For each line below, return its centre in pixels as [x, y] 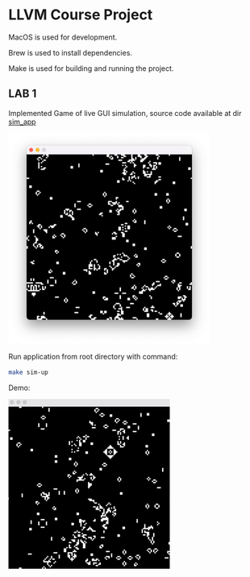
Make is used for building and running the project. [91, 68]
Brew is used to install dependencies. [71, 52]
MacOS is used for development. [63, 37]
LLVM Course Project [81, 15]
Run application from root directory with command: [93, 356]
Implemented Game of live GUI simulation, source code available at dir [125, 113]
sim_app [22, 122]
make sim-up [28, 372]
